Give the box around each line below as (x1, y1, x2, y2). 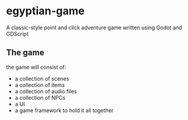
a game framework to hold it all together (14, 106, 114, 114)
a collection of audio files (14, 88, 77, 95)
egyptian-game (6, 4, 85, 18)
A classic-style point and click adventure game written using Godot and (6, 24, 183, 31)
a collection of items (14, 81, 65, 88)
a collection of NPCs (14, 94, 66, 101)
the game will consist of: (6, 63, 67, 70)
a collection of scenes (14, 75, 70, 82)
